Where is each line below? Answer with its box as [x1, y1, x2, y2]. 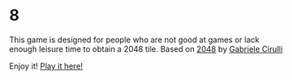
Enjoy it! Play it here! [9, 61, 84, 71]
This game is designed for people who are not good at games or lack [9, 34, 260, 45]
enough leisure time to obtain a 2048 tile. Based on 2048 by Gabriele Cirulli [9, 43, 283, 54]
